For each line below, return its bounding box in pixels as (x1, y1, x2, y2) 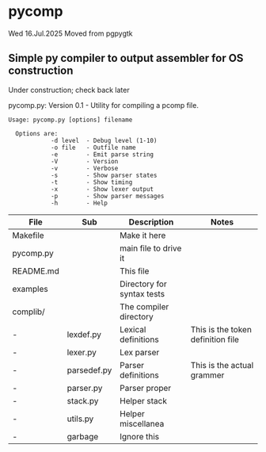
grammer (190, 370, 225, 381)
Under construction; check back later (8, 85, 130, 94)
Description (128, 216, 174, 228)
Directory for (120, 278, 168, 289)
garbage (66, 431, 99, 442)
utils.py (66, 413, 94, 424)
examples (12, 283, 49, 294)
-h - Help (50, 199, 108, 207)
